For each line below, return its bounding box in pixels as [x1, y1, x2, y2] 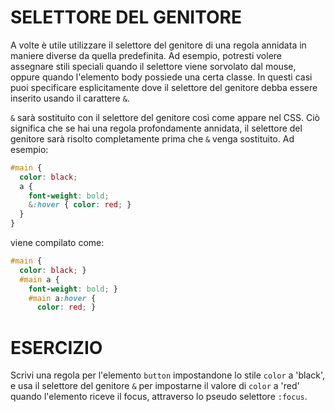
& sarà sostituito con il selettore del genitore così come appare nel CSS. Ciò [10, 111, 320, 123]
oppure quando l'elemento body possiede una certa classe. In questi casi [10, 71, 313, 83]
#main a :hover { [28, 293, 97, 303]
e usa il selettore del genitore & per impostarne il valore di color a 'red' [10, 380, 300, 392]
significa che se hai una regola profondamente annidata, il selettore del [10, 122, 303, 134]
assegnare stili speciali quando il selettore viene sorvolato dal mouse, [10, 60, 297, 72]
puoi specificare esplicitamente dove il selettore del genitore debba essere [10, 81, 318, 93]
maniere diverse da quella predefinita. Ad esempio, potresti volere [10, 49, 283, 61]
